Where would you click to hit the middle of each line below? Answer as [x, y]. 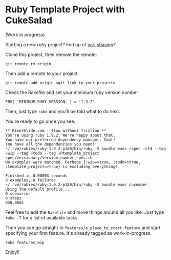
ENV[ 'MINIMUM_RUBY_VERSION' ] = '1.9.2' [50, 102]
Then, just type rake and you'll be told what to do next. [63, 111]
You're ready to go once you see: [40, 121]
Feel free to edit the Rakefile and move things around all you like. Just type [85, 212]
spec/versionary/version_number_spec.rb [49, 158]
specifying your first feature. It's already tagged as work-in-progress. [79, 233]
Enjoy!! [13, 252]
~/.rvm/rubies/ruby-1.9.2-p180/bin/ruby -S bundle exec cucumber [76, 184]
